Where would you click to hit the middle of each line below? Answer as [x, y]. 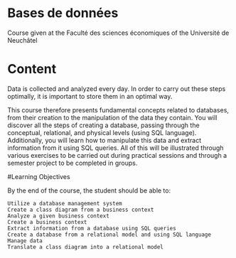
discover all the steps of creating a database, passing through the [104, 125]
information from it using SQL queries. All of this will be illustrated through [116, 148]
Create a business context [47, 222]
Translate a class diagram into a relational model [85, 247]
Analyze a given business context [59, 216]
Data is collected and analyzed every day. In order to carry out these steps [117, 88]
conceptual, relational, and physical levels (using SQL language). [102, 132]
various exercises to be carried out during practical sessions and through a [117, 155]
